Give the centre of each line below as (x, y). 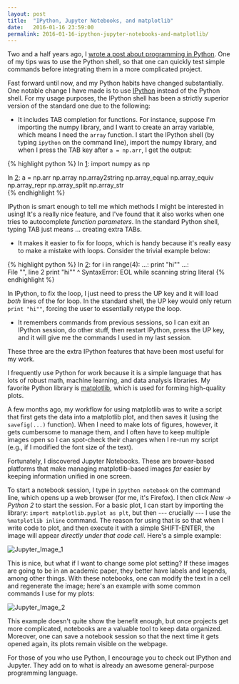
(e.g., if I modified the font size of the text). (70, 447)
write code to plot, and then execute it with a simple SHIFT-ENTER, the (111, 528)
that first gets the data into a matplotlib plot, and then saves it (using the (113, 417)
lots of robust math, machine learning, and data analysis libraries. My (109, 381)
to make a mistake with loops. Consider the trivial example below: (114, 251)
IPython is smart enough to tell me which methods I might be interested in (116, 207)
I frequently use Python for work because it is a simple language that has (115, 373)
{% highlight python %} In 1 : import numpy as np (79, 164)
